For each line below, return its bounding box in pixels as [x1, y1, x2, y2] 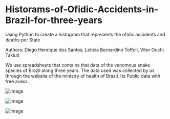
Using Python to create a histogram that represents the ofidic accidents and [5, 31, 165, 37]
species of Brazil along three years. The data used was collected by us [5, 67, 155, 74]
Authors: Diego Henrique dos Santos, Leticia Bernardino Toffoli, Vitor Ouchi [5, 46, 164, 53]
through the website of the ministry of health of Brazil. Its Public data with [5, 73, 161, 79]
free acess [5, 78, 28, 84]
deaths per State [5, 37, 40, 43]
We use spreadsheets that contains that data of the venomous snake [5, 62, 151, 68]
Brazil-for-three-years [5, 14, 102, 26]
